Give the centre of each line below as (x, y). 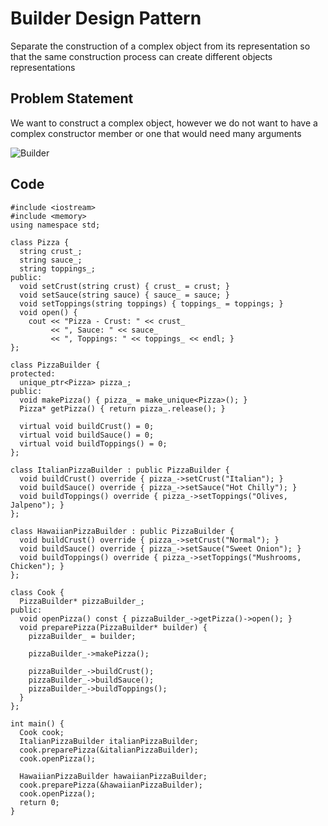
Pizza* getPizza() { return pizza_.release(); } (122, 408)
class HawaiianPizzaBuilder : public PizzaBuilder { (122, 531)
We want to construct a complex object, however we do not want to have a (164, 123)
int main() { (37, 723)
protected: (33, 373)
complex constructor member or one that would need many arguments (156, 133)
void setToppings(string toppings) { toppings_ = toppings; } (151, 303)
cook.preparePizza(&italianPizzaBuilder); (109, 750)
